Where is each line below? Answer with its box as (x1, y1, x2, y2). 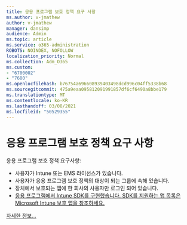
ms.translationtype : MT (6, 92, 66, 98)
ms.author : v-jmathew (6, 14, 60, 20)
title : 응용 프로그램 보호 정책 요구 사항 (6, 8, 96, 15)
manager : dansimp (6, 25, 50, 32)
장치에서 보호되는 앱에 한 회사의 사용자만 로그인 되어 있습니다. (14, 184, 159, 192)
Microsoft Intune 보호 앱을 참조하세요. (14, 199, 105, 206)
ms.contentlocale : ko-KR (6, 97, 68, 103)
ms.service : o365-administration (6, 42, 90, 48)
